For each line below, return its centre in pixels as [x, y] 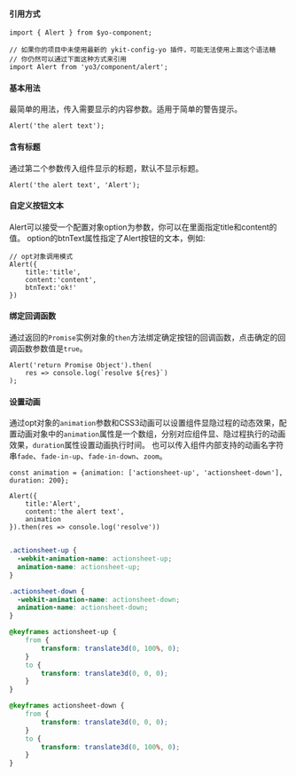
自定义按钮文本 [36, 206]
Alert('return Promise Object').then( [81, 365]
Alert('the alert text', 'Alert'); [75, 185]
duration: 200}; [39, 481]
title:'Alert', [53, 504]
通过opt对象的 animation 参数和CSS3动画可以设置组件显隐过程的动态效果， [144, 423]
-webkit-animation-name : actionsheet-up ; [95, 559]
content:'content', [61, 279]
